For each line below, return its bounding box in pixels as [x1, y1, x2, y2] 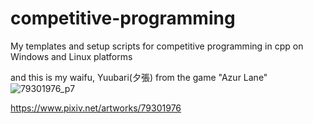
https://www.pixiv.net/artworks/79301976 [10, 102, 182, 114]
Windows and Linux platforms [10, 50, 133, 62]
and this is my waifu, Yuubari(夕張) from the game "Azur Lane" [10, 71, 268, 83]
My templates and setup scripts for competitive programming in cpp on [10, 40, 304, 52]
